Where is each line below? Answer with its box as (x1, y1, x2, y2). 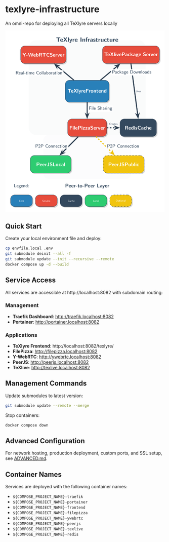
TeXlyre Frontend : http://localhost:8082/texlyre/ (12, 343, 114, 349)
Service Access (5, 276, 56, 285)
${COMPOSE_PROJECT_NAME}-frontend (12, 505, 86, 510)
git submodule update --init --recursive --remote (5, 256, 114, 261)
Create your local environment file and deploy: (5, 236, 102, 242)
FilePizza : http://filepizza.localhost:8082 (12, 349, 98, 355)
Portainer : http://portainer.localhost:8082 (12, 319, 100, 325)
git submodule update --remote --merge (5, 403, 90, 408)
